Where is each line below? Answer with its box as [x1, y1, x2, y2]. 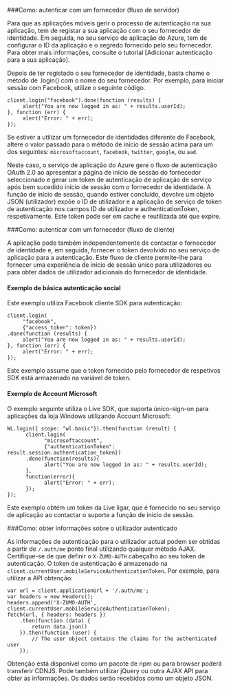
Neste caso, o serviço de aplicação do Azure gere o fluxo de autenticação [7, 161, 218, 169]
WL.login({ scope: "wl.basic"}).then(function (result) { [7, 426, 177, 433]
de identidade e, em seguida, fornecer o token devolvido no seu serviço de [7, 246, 220, 254]
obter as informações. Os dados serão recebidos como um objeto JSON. [7, 674, 213, 683]
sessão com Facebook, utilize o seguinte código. [7, 84, 146, 91]
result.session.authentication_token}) [7, 450, 122, 457]
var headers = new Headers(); [7, 593, 94, 600]
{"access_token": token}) [22, 325, 97, 331]
